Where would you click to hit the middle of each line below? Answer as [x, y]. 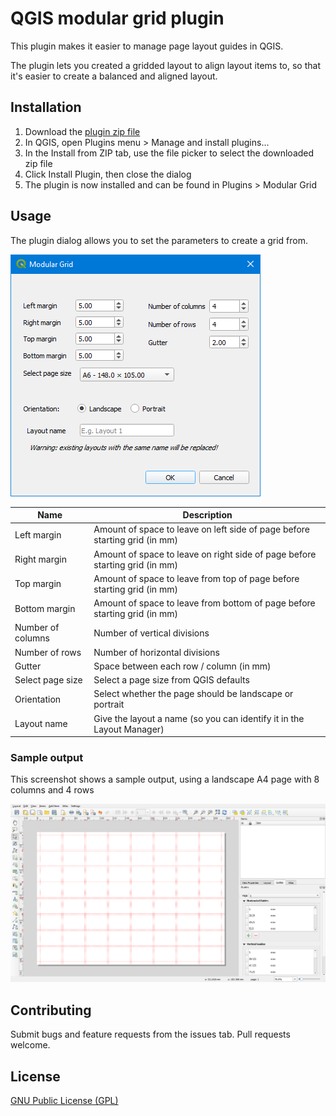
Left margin [38, 534]
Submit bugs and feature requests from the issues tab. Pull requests [150, 1034]
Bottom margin [45, 608]
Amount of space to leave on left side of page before [201, 529]
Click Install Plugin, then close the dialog [108, 174]
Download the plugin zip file [82, 131]
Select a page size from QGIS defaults [171, 680]
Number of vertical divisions [151, 633]
